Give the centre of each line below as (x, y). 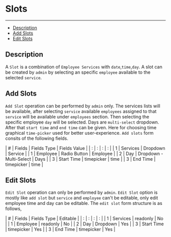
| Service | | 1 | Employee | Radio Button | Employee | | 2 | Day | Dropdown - (84, 154)
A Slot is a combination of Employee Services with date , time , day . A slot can (84, 67)
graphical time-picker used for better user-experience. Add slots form (79, 133)
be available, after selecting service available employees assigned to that (81, 111)
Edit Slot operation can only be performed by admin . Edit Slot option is (81, 192)
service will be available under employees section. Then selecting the (77, 116)
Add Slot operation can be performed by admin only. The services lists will (83, 106)
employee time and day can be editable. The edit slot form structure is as (84, 203)
